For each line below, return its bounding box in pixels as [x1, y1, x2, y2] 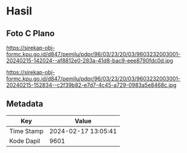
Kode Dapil [9, 137, 40, 145]
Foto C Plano [6, 28, 55, 39]
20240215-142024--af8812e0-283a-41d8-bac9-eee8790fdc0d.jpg [6, 57, 174, 64]
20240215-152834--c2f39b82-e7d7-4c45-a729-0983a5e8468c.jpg [6, 81, 177, 89]
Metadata [6, 99, 43, 109]
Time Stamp [9, 126, 44, 135]
